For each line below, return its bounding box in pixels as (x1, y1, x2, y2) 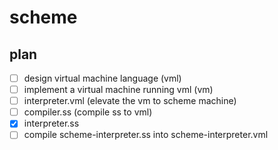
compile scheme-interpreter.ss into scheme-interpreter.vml (23, 129, 269, 141)
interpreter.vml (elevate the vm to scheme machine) (23, 95, 237, 107)
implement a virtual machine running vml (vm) (23, 84, 214, 96)
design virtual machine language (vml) (23, 72, 182, 84)
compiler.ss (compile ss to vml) (23, 106, 153, 118)
